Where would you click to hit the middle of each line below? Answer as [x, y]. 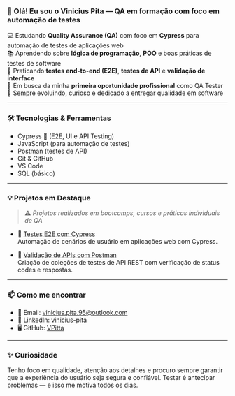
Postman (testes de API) [52, 151]
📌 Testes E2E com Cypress [56, 234]
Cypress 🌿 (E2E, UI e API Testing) [65, 136]
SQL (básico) [36, 173]
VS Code [30, 166]
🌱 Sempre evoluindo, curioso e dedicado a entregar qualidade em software [115, 93]
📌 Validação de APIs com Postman [67, 255]
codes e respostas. [45, 270]
